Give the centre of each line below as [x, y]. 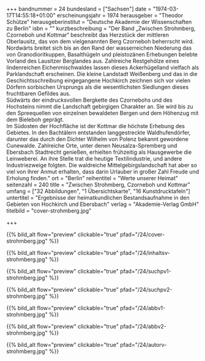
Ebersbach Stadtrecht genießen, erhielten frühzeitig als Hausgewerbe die [99, 152]
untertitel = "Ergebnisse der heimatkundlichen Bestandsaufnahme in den [98, 198]
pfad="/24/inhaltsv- [145, 253]
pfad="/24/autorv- [143, 345]
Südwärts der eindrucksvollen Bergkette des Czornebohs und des [89, 100]
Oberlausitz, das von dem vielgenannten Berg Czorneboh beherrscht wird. [100, 41]
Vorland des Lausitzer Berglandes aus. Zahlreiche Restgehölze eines [93, 61]
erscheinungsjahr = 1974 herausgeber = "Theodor [120, 15]
